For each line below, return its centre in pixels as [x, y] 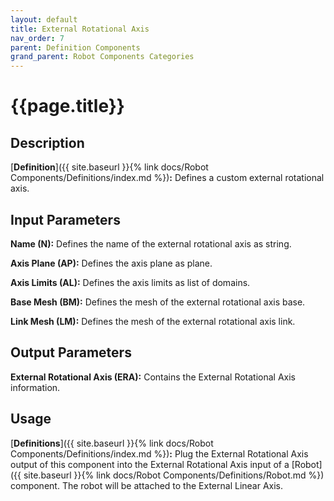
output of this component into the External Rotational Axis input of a [150, 464]
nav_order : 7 [37, 38]
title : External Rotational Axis [80, 29]
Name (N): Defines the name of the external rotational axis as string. [151, 243]
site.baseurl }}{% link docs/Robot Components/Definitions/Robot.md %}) [174, 475]
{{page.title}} [67, 106]
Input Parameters [65, 219]
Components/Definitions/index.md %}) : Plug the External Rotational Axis [159, 453]
